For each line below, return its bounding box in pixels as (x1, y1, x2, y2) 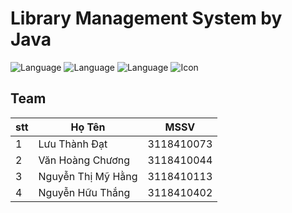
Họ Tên (70, 120, 106, 134)
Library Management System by (10, 7, 283, 30)
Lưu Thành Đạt (38, 137, 108, 151)
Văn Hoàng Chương (38, 153, 130, 167)
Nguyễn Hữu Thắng (38, 185, 131, 199)
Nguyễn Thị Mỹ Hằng (38, 169, 138, 183)
